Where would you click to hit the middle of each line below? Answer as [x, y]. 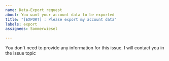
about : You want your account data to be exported [60, 15]
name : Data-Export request [34, 10]
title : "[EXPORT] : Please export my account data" [61, 19]
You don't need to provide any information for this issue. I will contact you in [85, 48]
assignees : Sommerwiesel [31, 29]
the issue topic [21, 53]
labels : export [21, 24]
